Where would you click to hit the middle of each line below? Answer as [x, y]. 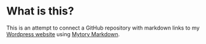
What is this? [40, 11]
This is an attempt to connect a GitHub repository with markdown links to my [103, 28]
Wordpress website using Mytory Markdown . [63, 34]
